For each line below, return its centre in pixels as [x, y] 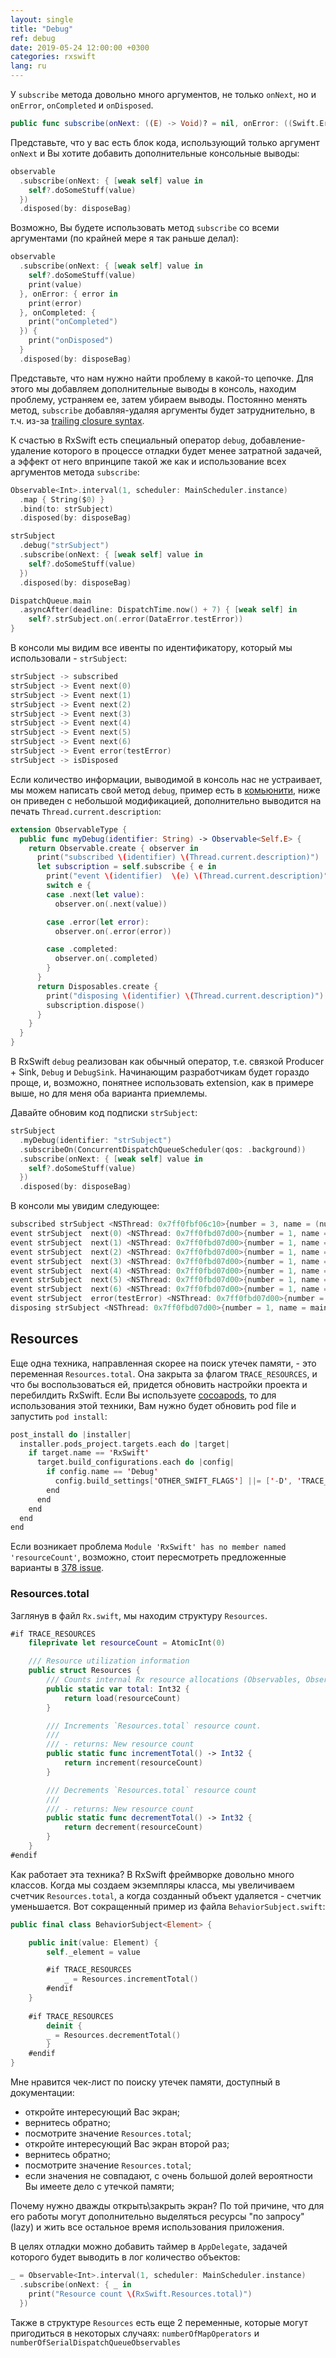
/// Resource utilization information [109, 1661]
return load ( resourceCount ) [122, 1698]
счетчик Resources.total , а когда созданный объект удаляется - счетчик [166, 1895]
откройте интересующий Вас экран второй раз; [127, 2144]
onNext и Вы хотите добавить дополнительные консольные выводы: [155, 153]
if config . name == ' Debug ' [102, 1472]
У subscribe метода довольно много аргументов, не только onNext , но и [163, 94]
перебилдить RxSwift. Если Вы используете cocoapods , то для [143, 1395]
